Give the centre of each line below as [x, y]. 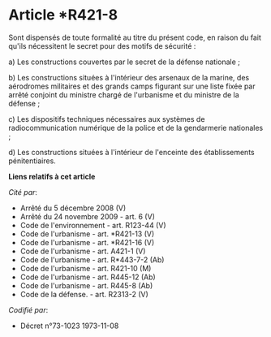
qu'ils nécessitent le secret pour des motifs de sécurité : [102, 45]
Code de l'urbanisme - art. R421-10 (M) [86, 268]
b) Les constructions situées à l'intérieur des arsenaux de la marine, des [129, 77]
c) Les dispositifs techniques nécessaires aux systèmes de [107, 119]
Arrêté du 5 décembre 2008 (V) [73, 208]
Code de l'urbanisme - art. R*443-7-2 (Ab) [92, 259]
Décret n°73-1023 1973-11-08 [69, 326]
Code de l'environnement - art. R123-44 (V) [93, 225]
